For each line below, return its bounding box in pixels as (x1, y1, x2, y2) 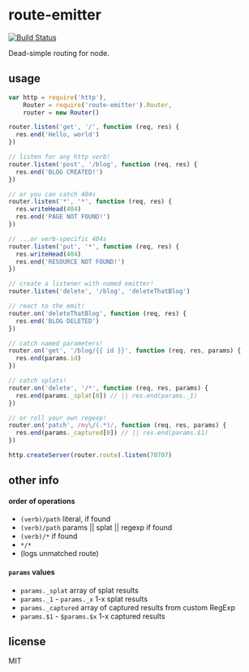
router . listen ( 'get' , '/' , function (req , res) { (8, 123, 180, 131)
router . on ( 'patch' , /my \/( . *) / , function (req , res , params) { (8, 421, 227, 429)
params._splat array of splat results (19, 585, 140, 595)
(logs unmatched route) (19, 549, 99, 558)
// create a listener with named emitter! (8, 280, 154, 288)
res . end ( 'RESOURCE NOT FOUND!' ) (15, 257, 126, 265)
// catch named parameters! (8, 339, 104, 347)
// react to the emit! (8, 302, 85, 310)
